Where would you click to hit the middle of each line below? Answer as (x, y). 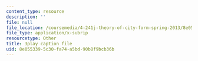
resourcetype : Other (32, 38)
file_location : (25, 28)
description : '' (26, 17)
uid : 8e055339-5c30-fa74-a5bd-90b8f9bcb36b (60, 49)
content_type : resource (35, 11)
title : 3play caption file (39, 44)
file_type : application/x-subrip (47, 33)
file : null (19, 22)
